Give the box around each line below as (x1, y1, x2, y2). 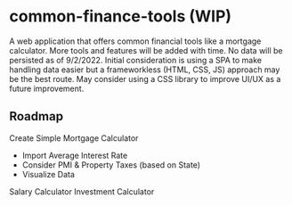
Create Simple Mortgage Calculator (9, 132, 139, 144)
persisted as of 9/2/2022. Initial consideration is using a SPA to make (9, 54, 263, 65)
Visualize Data (21, 169, 76, 179)
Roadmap (9, 109, 64, 124)
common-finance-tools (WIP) (9, 6, 232, 27)
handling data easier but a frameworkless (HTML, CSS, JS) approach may (9, 64, 280, 75)
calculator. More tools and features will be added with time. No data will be (9, 45, 283, 55)
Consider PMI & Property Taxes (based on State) (21, 159, 200, 170)
